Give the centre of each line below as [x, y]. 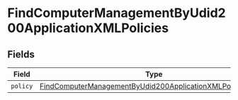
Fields [21, 54]
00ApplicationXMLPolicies [88, 28]
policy [22, 86]
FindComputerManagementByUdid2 [117, 13]
